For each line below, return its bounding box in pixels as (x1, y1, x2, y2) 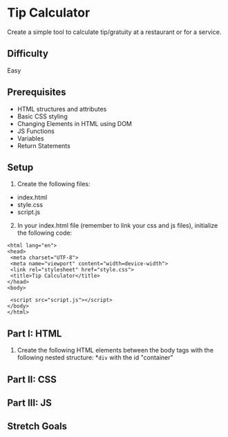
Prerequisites (7, 87, 66, 98)
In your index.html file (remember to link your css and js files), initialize (17, 222, 218, 230)
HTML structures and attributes (17, 105, 107, 113)
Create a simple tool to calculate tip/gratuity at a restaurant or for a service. (7, 28, 222, 36)
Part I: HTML (7, 328, 62, 339)
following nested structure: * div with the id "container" (17, 353, 174, 362)
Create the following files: (17, 180, 91, 188)
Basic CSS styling (17, 112, 68, 121)
